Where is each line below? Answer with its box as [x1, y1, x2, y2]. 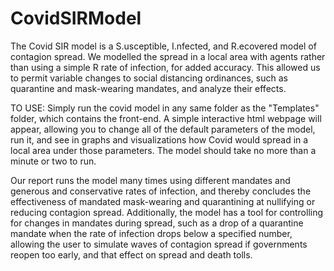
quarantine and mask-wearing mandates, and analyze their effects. [10, 82, 287, 94]
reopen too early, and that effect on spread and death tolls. [10, 248, 253, 261]
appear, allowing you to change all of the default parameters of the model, [10, 123, 316, 135]
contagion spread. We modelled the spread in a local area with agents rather [10, 50, 326, 62]
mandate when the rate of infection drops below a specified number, [10, 227, 293, 239]
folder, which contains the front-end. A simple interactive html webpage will [10, 112, 322, 124]
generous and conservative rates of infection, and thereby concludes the [10, 185, 312, 197]
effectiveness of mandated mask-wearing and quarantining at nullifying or [10, 195, 316, 207]
